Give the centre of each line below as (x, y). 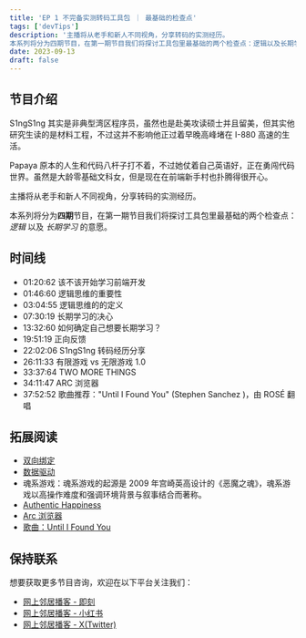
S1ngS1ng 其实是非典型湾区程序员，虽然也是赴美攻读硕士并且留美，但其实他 (153, 123)
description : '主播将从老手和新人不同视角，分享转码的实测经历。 (119, 35)
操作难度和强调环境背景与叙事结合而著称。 (127, 495)
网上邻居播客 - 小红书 (63, 613)
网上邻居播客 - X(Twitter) (69, 624)
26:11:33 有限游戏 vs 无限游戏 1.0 (84, 362)
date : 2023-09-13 (42, 52)
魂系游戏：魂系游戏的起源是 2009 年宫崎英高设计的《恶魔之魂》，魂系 (153, 483)
